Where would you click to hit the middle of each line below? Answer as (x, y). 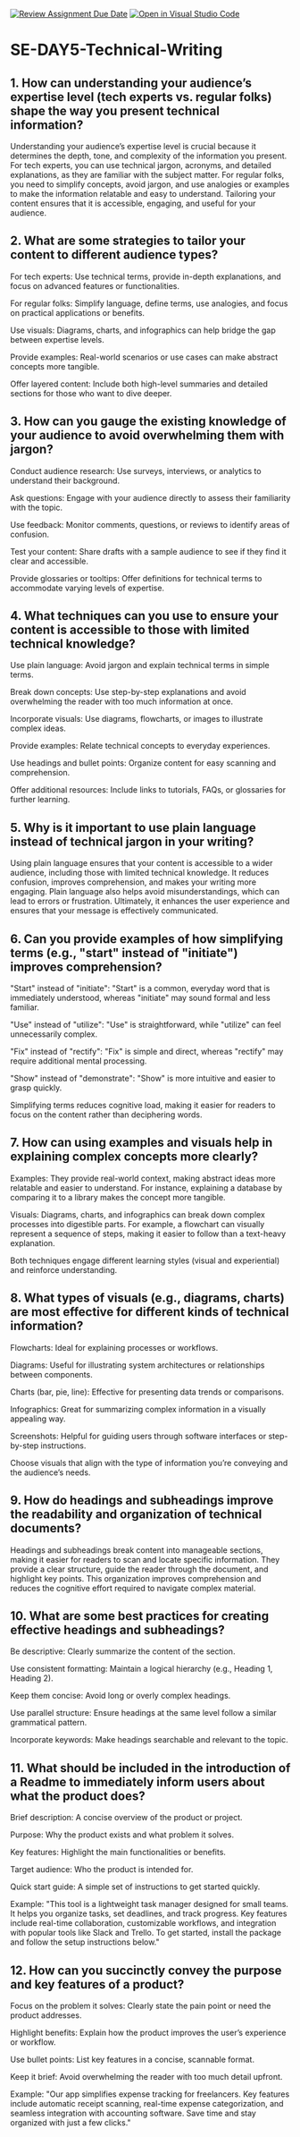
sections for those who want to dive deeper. (91, 393)
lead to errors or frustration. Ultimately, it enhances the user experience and (150, 901)
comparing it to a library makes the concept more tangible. (118, 1197)
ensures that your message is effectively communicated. (114, 911)
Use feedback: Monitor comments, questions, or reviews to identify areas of (150, 524)
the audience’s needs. (50, 1472)
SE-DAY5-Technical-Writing (117, 50)
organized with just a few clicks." (71, 2122)
